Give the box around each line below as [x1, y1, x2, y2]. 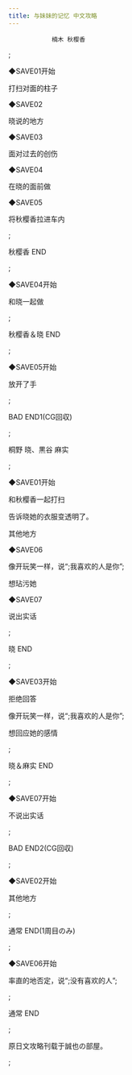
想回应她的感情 [8, 728, 58, 738]
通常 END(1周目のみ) [8, 925, 76, 935]
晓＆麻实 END [8, 760, 54, 770]
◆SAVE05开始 [8, 362, 57, 371]
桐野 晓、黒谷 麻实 [8, 444, 69, 454]
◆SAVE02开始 [8, 875, 57, 886]
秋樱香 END [8, 246, 47, 256]
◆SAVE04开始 [8, 279, 58, 289]
